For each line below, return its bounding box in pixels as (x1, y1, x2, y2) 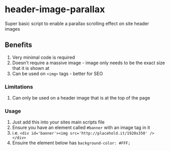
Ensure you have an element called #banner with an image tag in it (12, 124, 151, 131)
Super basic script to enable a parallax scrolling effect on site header (5, 20, 150, 27)
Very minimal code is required (12, 54, 75, 60)
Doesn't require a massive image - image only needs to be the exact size (12, 60, 165, 66)
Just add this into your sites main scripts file (12, 119, 105, 125)
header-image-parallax (5, 4, 105, 15)
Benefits (5, 41, 33, 49)
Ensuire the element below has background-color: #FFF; (12, 140, 131, 146)
